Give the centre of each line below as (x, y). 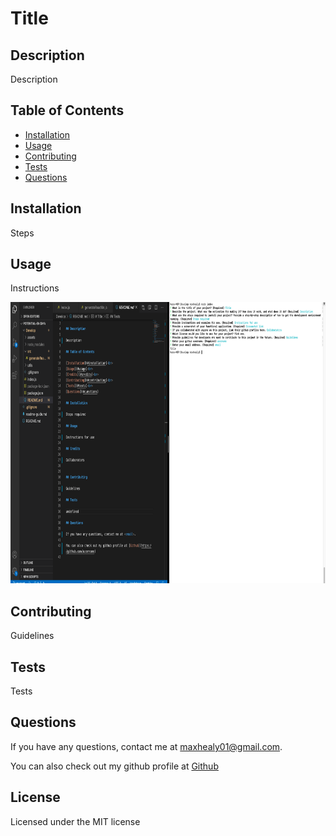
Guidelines (32, 636)
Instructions (35, 288)
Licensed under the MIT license (75, 821)
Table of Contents (67, 110)
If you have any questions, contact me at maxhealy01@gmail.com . (146, 746)
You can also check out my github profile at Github (114, 766)
